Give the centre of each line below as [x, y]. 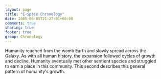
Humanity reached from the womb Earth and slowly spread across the [76, 50]
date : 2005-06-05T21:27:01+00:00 [39, 19]
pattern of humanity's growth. [35, 71]
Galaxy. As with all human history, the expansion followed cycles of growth [80, 56]
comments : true [21, 23]
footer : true [18, 32]
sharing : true [20, 28]
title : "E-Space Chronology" [35, 14]
